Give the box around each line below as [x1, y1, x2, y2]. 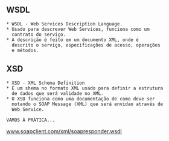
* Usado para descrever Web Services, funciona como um [6, 26, 150, 32]
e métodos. [11, 47, 39, 53]
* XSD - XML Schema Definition [6, 80, 85, 86]
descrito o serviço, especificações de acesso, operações [11, 42, 161, 48]
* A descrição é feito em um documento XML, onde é [6, 36, 139, 43]
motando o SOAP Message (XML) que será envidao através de [11, 101, 164, 107]
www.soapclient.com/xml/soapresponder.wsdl [6, 127, 122, 135]
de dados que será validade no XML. [11, 90, 104, 96]
